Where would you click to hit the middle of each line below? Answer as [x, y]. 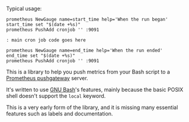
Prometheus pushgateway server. [47, 78]
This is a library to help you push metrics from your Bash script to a [88, 72]
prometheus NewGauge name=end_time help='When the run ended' [84, 50]
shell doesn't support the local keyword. [56, 96]
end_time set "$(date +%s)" [41, 56]
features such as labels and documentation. [60, 114]
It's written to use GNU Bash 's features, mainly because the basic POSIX [95, 89]
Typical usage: [24, 9]
